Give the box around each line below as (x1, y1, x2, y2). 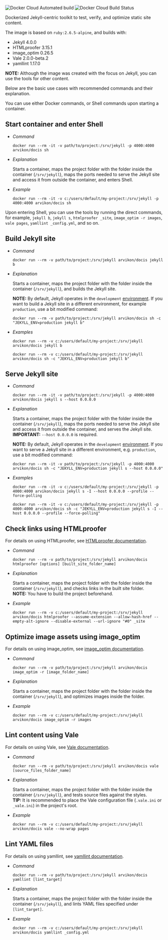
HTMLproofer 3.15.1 (12, 45, 53, 50)
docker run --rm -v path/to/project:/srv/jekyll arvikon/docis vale (12, 764, 159, 769)
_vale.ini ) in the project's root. (12, 802, 78, 808)
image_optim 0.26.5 (12, 50, 54, 56)
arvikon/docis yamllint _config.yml (12, 930, 89, 935)
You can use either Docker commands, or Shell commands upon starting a (5, 100, 159, 106)
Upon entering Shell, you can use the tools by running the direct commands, (5, 209, 163, 215)
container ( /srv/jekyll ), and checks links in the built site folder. (12, 586, 144, 592)
